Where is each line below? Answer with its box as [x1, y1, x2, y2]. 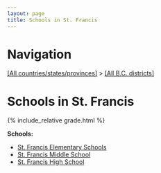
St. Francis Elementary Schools [17, 143, 107, 152]
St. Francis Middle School [17, 150, 91, 159]
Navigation [7, 46, 71, 62]
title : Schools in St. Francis [7, 17, 98, 24]
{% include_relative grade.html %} [7, 116, 105, 125]
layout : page [7, 10, 45, 17]
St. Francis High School [17, 158, 85, 166]
